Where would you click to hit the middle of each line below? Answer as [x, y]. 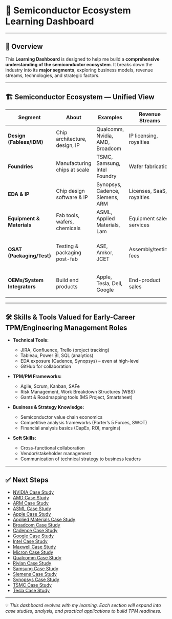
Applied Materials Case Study [44, 520]
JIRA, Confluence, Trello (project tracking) [65, 350]
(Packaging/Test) [29, 255]
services [139, 224]
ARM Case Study [30, 503]
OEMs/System [26, 280]
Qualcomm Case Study [37, 558]
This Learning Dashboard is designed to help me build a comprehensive [82, 59]
